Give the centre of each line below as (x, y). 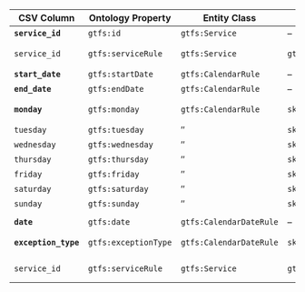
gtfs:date (109, 222)
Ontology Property (130, 18)
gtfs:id (104, 33)
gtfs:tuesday (116, 130)
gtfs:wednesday (121, 145)
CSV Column (46, 18)
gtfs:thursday (118, 160)
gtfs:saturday (118, 189)
